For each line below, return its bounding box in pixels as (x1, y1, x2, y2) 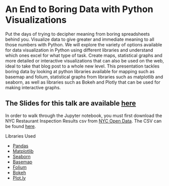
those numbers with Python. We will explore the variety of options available (5, 41, 162, 47)
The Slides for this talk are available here (5, 99, 136, 108)
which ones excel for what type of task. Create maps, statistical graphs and (5, 52, 163, 58)
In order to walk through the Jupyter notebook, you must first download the (5, 112, 162, 118)
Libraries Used (5, 133, 36, 139)
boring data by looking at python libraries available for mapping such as (5, 68, 155, 74)
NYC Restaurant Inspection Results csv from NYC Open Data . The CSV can (5, 117, 162, 124)
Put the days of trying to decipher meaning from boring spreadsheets (5, 31, 150, 37)
